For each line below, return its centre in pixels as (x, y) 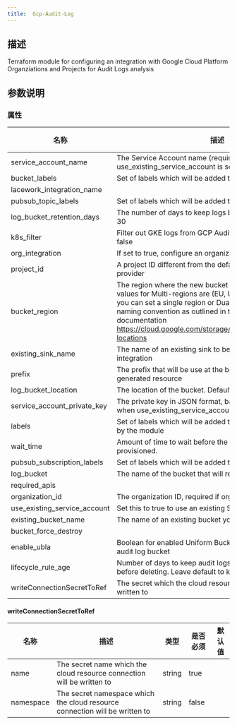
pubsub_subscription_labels (57, 462)
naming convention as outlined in (171, 311)
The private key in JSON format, (169, 402)
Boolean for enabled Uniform (164, 543)
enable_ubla (31, 547)
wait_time (26, 447)
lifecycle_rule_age (41, 568)
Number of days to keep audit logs (174, 563)
